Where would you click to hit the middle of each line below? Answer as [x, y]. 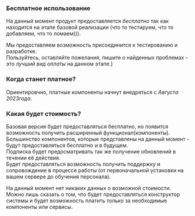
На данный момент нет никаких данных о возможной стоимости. [89, 188]
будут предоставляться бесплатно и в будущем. [67, 145]
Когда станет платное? [41, 79]
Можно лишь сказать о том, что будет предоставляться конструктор [93, 194]
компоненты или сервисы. [39, 207]
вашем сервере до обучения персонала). [58, 176]
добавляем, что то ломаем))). [44, 34]
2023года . [19, 98]
